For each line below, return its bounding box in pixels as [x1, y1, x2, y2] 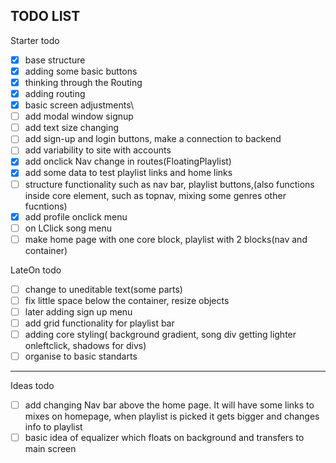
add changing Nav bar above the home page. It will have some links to [24, 399, 315, 411]
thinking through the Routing [24, 76, 143, 88]
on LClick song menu [24, 222, 113, 234]
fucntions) [24, 200, 68, 212]
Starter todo [10, 34, 60, 46]
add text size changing [24, 122, 120, 134]
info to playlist [24, 421, 83, 433]
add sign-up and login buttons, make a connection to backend [24, 133, 282, 145]
